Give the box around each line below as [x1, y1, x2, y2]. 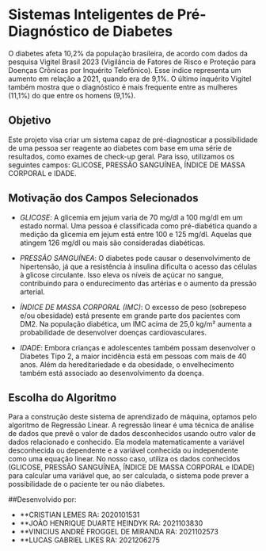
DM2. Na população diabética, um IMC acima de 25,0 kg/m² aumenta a [19, 319, 252, 328]
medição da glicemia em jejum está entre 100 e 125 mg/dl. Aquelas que [19, 229, 252, 239]
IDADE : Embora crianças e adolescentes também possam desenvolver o [19, 342, 256, 352]
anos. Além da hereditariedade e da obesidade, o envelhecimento [19, 359, 235, 369]
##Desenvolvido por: [8, 495, 77, 504]
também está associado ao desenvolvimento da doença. [19, 368, 204, 377]
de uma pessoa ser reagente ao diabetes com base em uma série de [8, 143, 232, 152]
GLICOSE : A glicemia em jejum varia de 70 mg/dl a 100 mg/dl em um [19, 212, 243, 222]
